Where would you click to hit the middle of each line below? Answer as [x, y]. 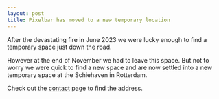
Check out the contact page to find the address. [75, 88]
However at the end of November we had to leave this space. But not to [108, 60]
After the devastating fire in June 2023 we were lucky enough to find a [107, 39]
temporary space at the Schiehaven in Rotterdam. [77, 75]
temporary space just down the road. [59, 47]
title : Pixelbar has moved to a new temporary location [89, 20]
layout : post [26, 13]
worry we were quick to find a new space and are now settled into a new [110, 67]
